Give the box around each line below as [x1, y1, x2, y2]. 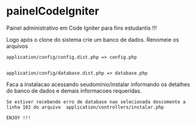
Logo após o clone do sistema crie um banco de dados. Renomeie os [6, 36, 179, 43]
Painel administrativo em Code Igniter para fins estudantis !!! [6, 24, 157, 31]
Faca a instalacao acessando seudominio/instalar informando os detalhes [6, 81, 190, 88]
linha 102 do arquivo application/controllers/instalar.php [6, 104, 164, 110]
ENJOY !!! [6, 114, 32, 121]
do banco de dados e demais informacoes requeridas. [6, 87, 142, 94]
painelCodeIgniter [6, 4, 100, 18]
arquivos [6, 42, 29, 50]
